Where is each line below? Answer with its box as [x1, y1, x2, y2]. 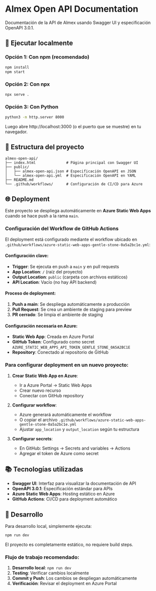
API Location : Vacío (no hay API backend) [12, 279, 97, 285]
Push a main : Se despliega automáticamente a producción [12, 301, 130, 307]
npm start [5, 69, 25, 74]
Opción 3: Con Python [5, 104, 58, 111]
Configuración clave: [5, 253, 49, 259]
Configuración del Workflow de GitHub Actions [5, 225, 119, 232]
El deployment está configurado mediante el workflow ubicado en [5, 236, 137, 242]
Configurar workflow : [12, 402, 57, 408]
